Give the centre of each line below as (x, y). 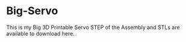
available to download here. (41, 33)
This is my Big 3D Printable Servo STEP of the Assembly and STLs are (93, 27)
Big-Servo (32, 11)
